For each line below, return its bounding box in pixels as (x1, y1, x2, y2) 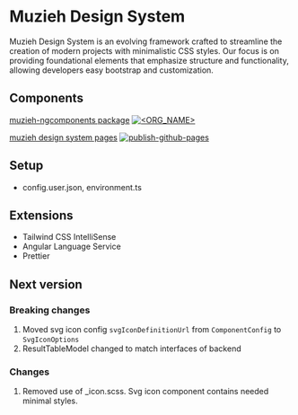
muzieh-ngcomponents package (9, 114, 130, 125)
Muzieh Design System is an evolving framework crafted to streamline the (9, 36, 283, 47)
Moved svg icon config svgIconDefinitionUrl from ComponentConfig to (22, 324, 282, 335)
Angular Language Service (22, 241, 121, 252)
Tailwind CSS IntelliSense (22, 232, 117, 243)
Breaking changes (9, 304, 91, 316)
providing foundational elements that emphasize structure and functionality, (9, 55, 289, 66)
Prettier (22, 251, 50, 261)
